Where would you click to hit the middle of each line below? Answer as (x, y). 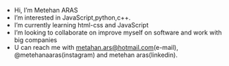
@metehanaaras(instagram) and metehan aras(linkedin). (96, 55)
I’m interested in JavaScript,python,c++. (72, 18)
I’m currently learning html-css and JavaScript (81, 25)
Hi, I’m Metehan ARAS (46, 10)
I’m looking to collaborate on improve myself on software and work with (118, 32)
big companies (36, 40)
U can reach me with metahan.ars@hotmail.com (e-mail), (96, 47)
